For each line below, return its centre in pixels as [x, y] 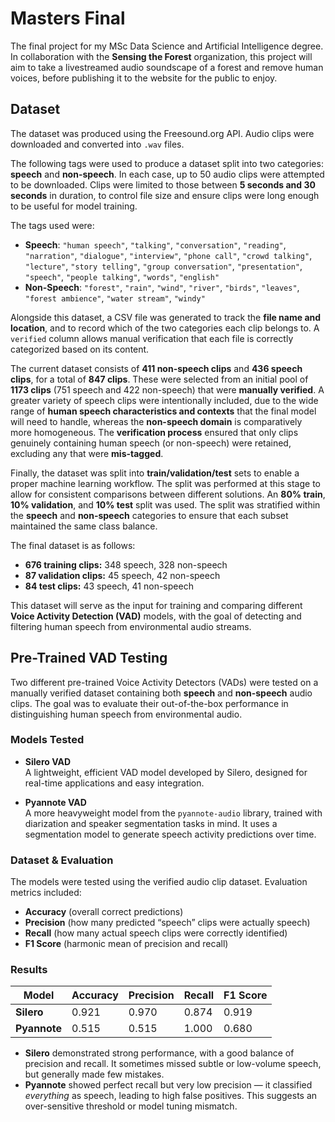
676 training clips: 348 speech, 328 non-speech [126, 564]
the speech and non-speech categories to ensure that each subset [149, 515]
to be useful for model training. [74, 206]
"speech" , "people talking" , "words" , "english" [122, 276]
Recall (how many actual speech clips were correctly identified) [156, 933]
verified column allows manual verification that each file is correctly [152, 338]
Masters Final [68, 18]
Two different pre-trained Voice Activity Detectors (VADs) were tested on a [164, 682]
